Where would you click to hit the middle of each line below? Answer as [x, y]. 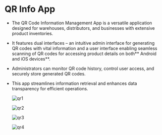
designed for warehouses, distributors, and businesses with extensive [83, 28]
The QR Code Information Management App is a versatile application [82, 23]
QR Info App [30, 9]
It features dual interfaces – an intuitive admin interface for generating [83, 43]
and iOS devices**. [31, 59]
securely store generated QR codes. [49, 73]
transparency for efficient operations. [50, 88]
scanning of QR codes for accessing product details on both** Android [84, 54]
